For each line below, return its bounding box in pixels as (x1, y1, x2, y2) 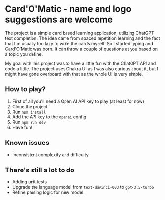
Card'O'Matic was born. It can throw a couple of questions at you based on (5, 46, 158, 52)
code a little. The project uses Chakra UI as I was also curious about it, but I (5, 65, 159, 72)
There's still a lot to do (5, 166, 75, 174)
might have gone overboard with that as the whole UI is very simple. (5, 71, 143, 77)
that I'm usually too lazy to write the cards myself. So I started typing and (5, 40, 154, 46)
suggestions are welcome (5, 14, 113, 25)
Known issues (5, 139, 50, 147)
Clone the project (12, 103, 48, 109)
